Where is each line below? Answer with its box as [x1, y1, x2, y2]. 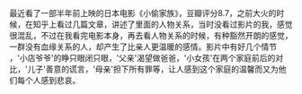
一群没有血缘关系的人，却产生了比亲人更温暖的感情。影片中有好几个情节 [9, 41, 277, 52]
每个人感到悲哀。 [16, 75, 81, 85]
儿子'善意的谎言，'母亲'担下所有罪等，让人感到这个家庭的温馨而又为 [27, 64, 279, 74]
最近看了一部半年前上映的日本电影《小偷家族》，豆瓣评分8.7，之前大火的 [9, 8, 277, 18]
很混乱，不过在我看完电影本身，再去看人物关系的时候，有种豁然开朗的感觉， [9, 30, 293, 40]
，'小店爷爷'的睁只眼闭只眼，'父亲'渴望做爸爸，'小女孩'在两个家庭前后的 [9, 53, 276, 63]
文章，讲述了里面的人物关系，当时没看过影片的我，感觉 [87, 19, 293, 30]
